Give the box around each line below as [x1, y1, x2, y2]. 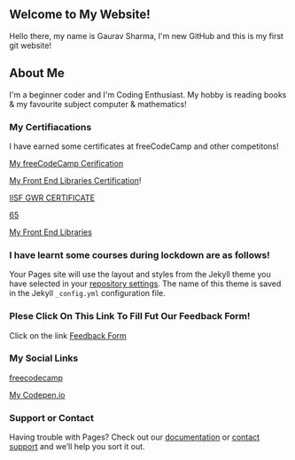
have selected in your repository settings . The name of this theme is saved [9, 278, 282, 289]
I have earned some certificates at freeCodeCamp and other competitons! [9, 141, 279, 152]
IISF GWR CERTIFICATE [9, 192, 96, 203]
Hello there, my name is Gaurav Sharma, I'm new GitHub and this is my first [9, 30, 283, 41]
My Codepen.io [9, 389, 66, 400]
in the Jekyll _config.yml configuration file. [9, 288, 166, 299]
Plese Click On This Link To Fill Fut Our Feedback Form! [9, 310, 251, 323]
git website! [9, 40, 51, 51]
